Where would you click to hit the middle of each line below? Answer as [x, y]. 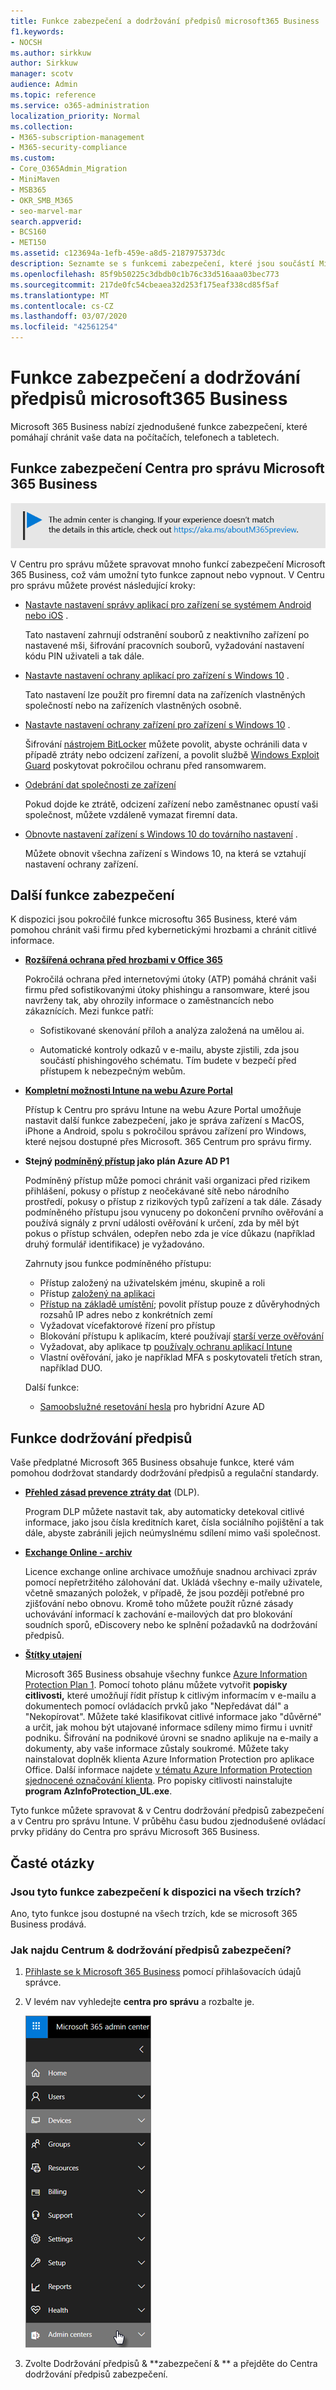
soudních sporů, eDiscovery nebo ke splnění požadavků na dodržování [171, 1625]
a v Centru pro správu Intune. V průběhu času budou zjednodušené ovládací [168, 1821]
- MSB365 [28, 190]
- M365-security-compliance [69, 148]
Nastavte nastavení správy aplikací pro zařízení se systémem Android [168, 604]
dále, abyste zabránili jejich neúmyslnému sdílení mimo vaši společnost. [172, 1533]
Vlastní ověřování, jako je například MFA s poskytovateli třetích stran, [181, 1357]
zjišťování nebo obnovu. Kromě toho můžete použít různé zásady [159, 1604]
